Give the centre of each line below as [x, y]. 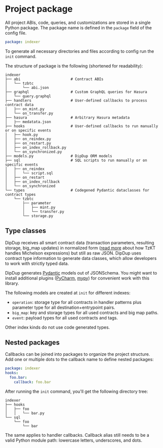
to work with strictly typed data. [37, 263]
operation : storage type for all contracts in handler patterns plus [77, 302]
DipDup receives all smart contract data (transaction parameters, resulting [80, 242]
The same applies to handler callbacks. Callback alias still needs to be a [77, 435]
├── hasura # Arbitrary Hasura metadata [68, 117]
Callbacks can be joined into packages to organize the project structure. [78, 354]
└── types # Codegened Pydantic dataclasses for [77, 190]
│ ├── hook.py [21, 135]
